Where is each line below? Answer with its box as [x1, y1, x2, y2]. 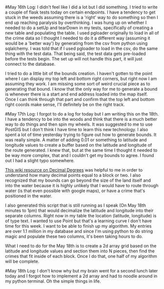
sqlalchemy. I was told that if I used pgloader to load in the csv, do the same [5, 46, 158, 51]
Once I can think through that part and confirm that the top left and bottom [5, 96, 155, 102]
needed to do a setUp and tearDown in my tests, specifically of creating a [5, 25, 153, 31]
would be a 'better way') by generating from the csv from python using [5, 40, 148, 46]
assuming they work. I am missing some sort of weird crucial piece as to [5, 81, 150, 87]
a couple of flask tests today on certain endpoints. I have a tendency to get [5, 9, 156, 15]
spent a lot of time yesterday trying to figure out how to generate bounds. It [5, 132, 157, 137]
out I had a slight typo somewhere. [5, 158, 75, 163]
